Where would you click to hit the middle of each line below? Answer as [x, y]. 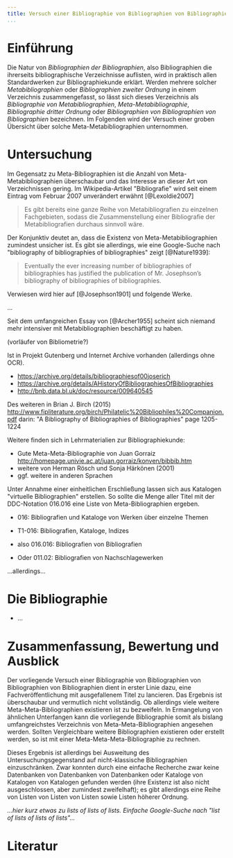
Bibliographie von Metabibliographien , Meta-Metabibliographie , [98, 104]
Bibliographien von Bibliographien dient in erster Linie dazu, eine [100, 688]
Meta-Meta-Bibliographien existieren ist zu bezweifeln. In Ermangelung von [115, 710]
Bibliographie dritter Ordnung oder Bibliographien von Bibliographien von [112, 111]
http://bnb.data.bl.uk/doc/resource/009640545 [85, 390]
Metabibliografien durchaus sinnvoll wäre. [84, 224]
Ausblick [33, 661]
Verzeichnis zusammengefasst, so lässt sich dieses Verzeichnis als [103, 97]
